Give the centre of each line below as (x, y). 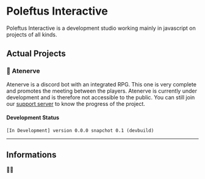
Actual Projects (36, 54)
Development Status (33, 118)
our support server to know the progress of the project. (76, 104)
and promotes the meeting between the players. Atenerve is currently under (102, 91)
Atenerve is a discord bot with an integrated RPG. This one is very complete (102, 84)
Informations (31, 155)
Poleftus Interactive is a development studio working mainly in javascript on (101, 28)
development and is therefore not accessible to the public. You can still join (101, 97)
